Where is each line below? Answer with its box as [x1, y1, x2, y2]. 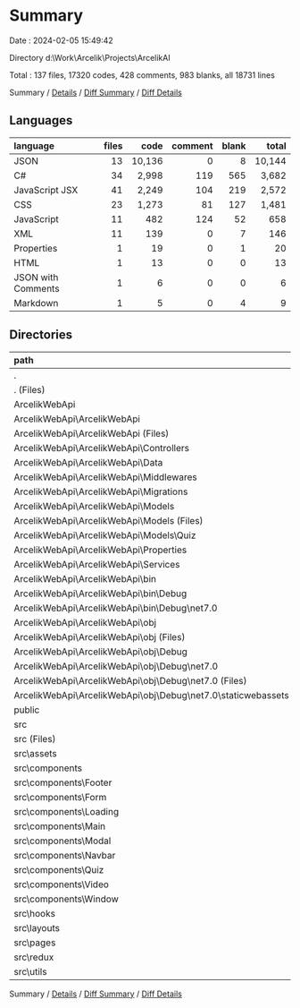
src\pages [13, 936, 56, 949]
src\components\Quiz [13, 863, 104, 876]
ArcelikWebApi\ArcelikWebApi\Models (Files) [13, 514, 204, 526]
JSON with [13, 270, 59, 283]
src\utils [13, 965, 47, 978]
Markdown [13, 296, 59, 309]
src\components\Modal [13, 834, 112, 847]
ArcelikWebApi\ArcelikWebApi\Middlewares [13, 471, 198, 483]
